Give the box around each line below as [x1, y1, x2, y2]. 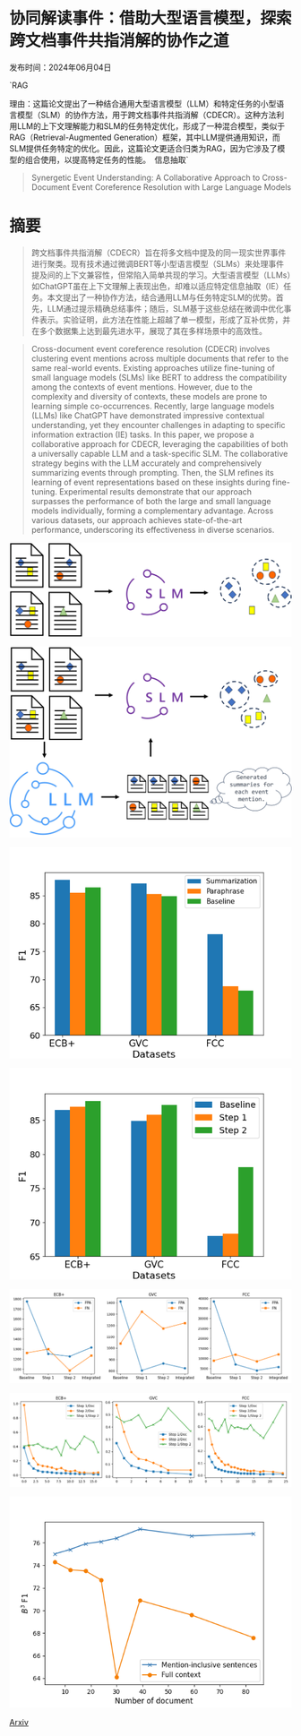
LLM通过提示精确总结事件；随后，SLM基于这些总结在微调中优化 [47, 303, 284, 314]
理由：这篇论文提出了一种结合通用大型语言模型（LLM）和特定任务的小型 [9, 98, 277, 108]
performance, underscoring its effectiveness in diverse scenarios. [30, 524, 275, 535]
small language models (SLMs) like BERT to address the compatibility [30, 372, 288, 382]
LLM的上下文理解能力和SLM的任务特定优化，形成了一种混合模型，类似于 [16, 120, 286, 131]
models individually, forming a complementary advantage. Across [30, 505, 274, 516]
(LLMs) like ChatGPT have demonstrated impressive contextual [30, 409, 265, 421]
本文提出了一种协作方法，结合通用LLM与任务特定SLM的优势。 [47, 292, 276, 303]
